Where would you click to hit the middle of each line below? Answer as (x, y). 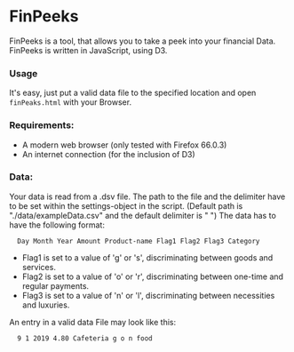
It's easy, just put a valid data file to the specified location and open (133, 93)
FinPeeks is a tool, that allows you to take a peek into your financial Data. (143, 41)
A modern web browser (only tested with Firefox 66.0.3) (124, 145)
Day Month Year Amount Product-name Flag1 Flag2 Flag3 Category (139, 241)
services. (39, 267)
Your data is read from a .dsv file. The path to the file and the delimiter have (147, 196)
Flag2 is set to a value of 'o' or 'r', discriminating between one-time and (153, 276)
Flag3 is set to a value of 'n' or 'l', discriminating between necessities (148, 295)
